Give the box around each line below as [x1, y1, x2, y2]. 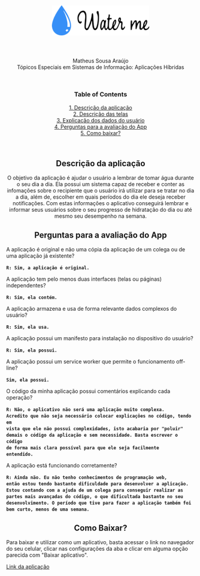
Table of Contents [74, 90, 128, 98]
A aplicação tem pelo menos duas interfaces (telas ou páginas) [6, 275, 162, 283]
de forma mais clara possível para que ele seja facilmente [6, 445, 160, 451]
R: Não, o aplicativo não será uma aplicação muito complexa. [6, 407, 165, 413]
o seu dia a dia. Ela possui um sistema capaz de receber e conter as [17, 181, 184, 188]
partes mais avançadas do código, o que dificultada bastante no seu [6, 494, 184, 500]
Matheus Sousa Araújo [72, 57, 129, 65]
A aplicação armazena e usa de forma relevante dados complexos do [6, 305, 177, 313]
